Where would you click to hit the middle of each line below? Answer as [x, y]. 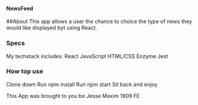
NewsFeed [20, 8]
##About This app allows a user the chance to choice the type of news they [99, 21]
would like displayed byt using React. [52, 28]
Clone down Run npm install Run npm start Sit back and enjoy [82, 84]
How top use [25, 71]
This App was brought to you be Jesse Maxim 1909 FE [73, 96]
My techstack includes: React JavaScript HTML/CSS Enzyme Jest [87, 56]
